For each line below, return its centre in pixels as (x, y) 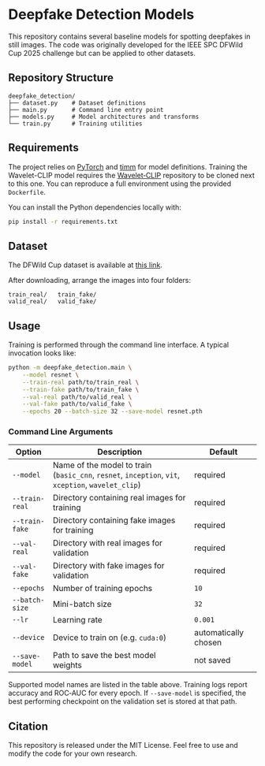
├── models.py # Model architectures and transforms (104, 117)
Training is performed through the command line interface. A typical (119, 345)
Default (224, 452)
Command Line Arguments (61, 432)
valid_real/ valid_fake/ (52, 302)
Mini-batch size (82, 604)
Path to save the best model (104, 656)
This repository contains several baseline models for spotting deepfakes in (129, 36)
